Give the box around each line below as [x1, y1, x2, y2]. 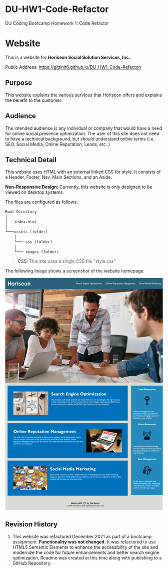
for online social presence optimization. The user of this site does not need [5, 130, 159, 136]
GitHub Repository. [12, 560, 51, 566]
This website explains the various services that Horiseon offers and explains [5, 92, 162, 98]
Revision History [5, 520, 58, 529]
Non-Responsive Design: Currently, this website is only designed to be [5, 184, 152, 190]
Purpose [5, 79, 32, 87]
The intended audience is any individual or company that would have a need [5, 125, 162, 131]
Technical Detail [5, 156, 56, 164]
